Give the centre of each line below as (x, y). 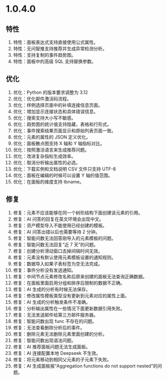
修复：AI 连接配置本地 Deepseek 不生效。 (57, 353)
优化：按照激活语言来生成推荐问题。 (51, 150)
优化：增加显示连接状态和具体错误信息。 (55, 111)
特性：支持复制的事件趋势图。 (44, 55)
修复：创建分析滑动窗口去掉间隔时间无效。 (58, 251)
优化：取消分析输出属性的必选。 (47, 162)
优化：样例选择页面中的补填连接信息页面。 (58, 105)
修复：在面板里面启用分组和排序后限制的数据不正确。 (69, 283)
